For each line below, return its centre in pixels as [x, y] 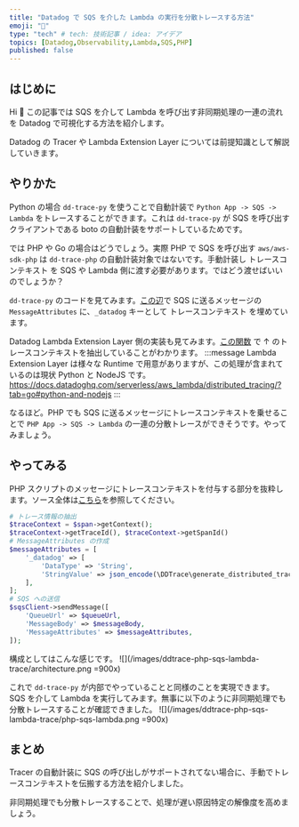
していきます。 [36, 153]
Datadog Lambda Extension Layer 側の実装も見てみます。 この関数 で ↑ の [145, 341]
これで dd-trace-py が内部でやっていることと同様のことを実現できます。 [142, 686]
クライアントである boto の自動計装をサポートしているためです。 [128, 229]
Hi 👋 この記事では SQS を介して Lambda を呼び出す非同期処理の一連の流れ [146, 111]
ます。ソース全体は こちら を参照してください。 [94, 500]
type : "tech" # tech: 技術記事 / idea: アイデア [96, 34]
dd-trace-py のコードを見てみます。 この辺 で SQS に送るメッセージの [136, 300]
